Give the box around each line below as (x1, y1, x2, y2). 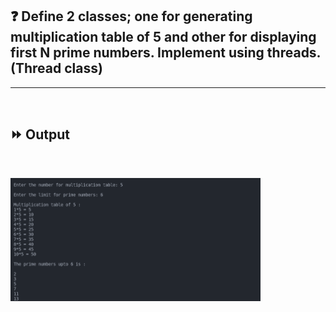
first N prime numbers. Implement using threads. (10, 44, 321, 62)
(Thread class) (10, 60, 103, 77)
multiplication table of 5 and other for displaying (10, 29, 317, 46)
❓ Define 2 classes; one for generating (10, 8, 253, 25)
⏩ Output (10, 126, 71, 143)
